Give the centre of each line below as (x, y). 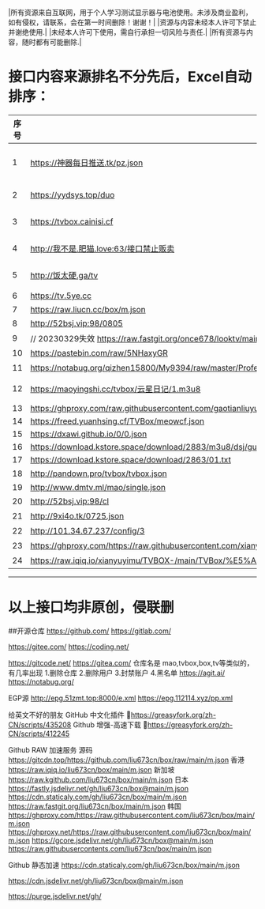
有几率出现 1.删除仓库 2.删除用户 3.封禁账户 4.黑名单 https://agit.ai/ (117, 673)
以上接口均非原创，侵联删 (91, 607)
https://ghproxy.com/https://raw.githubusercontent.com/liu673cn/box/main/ (131, 815)
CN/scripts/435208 (40, 724)
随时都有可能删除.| (52, 42)
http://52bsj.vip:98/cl (69, 501)
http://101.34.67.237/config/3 (88, 530)
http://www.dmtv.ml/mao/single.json (98, 487)
